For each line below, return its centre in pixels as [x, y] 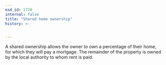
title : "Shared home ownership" [39, 19]
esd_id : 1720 [19, 10]
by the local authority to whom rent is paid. [49, 57]
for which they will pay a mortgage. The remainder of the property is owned [83, 52]
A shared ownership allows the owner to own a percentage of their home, [81, 47]
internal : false [22, 14]
